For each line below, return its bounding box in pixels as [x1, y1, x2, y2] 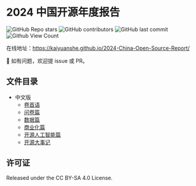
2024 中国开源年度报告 [6, 5, 120, 19]
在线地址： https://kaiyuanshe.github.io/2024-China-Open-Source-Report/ [6, 44, 190, 52]
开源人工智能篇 [23, 131, 61, 138]
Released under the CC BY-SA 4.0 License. [6, 174, 113, 181]
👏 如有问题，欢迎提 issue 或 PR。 [6, 57, 88, 64]
